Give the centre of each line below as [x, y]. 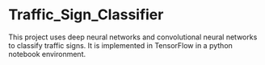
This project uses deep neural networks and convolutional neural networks [133, 37]
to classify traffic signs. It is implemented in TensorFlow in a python [120, 45]
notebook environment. [47, 54]
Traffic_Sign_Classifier [86, 15]
